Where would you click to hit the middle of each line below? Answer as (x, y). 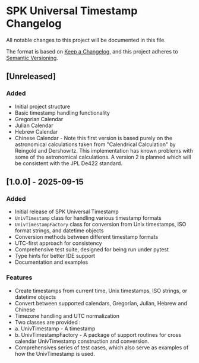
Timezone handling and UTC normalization (67, 315)
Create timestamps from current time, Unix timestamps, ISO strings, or (101, 291)
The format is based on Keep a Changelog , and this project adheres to (92, 51)
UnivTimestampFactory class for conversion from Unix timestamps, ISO (100, 225)
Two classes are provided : (48, 322)
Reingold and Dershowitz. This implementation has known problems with (104, 150)
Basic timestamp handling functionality (62, 113)
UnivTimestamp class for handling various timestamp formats (88, 218)
